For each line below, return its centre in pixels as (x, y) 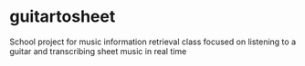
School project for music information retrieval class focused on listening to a (153, 42)
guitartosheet (63, 17)
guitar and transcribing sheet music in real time (98, 51)
